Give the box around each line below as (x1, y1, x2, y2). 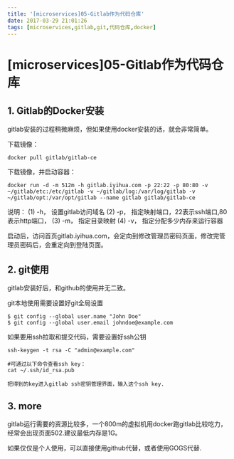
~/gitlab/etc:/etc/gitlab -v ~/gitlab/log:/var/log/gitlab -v (7, 188, 196, 196)
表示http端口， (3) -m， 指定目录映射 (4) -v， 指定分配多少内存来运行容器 (7, 216, 223, 225)
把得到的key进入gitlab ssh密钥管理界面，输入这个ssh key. (7, 381, 165, 388)
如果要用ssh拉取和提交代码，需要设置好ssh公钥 (7, 332, 147, 342)
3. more (7, 400, 43, 412)
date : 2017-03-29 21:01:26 (7, 17, 87, 24)
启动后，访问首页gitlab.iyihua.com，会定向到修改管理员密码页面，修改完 (7, 232, 220, 241)
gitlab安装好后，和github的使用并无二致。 (7, 284, 130, 292)
